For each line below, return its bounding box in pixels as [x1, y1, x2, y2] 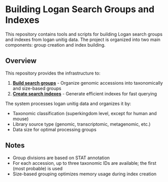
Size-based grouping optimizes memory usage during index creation [12, 171, 157, 177]
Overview [5, 57, 37, 65]
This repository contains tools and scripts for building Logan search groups [5, 31, 163, 37]
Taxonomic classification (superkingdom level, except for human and [12, 110, 157, 116]
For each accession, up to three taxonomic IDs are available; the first [12, 160, 156, 166]
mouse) [12, 116, 29, 122]
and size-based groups [12, 85, 62, 91]
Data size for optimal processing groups [12, 126, 96, 132]
